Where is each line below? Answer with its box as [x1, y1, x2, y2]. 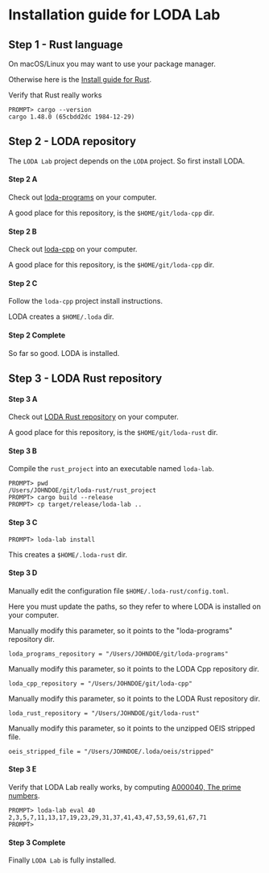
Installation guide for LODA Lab [8, 6, 221, 24]
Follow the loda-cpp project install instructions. [8, 296, 163, 306]
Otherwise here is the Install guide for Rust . [8, 75, 151, 84]
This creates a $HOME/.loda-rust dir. [8, 549, 127, 559]
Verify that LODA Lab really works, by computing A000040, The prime [8, 783, 242, 792]
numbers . [8, 791, 40, 801]
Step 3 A [8, 394, 38, 403]
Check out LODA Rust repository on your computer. [8, 412, 179, 422]
